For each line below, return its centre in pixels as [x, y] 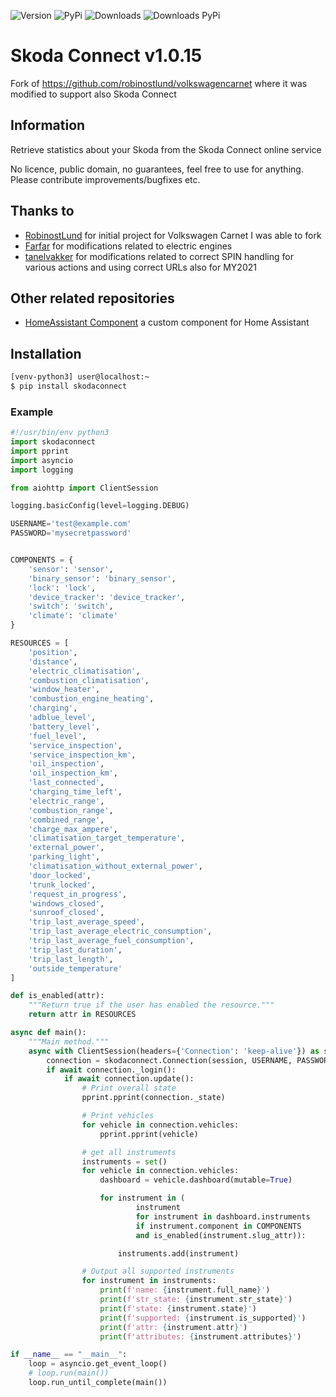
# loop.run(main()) [69, 1373]
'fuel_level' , [57, 736]
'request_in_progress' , [78, 894]
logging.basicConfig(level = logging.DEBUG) [100, 506]
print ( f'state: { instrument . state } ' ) [178, 1308]
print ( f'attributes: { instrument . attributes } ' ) [200, 1336]
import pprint [40, 451]
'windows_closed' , [66, 903]
